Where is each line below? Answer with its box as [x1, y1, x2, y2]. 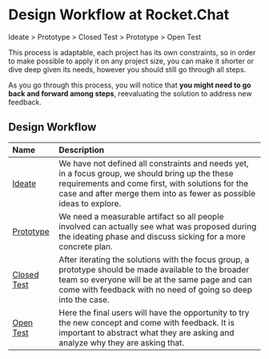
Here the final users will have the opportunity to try [58, 307, 250, 318]
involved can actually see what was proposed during [58, 220, 257, 232]
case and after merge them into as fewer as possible [58, 188, 256, 199]
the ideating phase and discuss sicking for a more [58, 231, 246, 242]
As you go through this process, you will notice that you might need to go [8, 80, 251, 90]
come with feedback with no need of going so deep [58, 284, 252, 295]
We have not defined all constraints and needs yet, [58, 158, 250, 169]
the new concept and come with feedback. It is [58, 317, 235, 328]
